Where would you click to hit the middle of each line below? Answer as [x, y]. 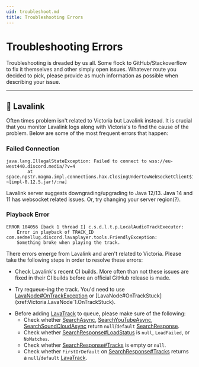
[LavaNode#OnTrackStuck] [129, 296]
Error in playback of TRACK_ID [55, 232]
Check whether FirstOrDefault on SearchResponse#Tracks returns [106, 351]
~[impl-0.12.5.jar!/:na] [37, 182]
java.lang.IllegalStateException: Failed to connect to [76, 161]
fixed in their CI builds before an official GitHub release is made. [92, 278]
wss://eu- [161, 161]
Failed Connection [33, 149]
